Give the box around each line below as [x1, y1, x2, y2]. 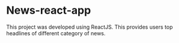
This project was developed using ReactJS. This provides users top [6, 23, 173, 30]
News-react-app [6, 4, 91, 17]
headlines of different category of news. [6, 29, 106, 36]
